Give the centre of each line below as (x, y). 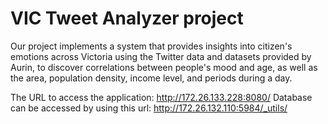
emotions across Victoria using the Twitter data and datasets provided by (161, 56)
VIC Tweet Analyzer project (127, 18)
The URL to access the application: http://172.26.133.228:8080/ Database (161, 97)
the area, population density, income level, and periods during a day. (151, 78)
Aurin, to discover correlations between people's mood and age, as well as (164, 67)
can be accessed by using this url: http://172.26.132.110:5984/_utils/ (149, 108)
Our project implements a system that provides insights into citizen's (151, 46)
